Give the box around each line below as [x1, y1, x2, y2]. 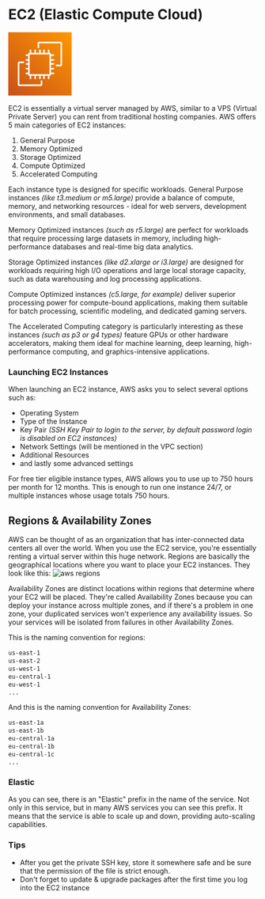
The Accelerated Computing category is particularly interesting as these [8, 321, 244, 331]
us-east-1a [8, 719, 44, 727]
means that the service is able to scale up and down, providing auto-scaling [8, 811, 256, 821]
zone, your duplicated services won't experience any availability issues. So [8, 609, 253, 619]
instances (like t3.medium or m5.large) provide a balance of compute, [8, 192, 236, 203]
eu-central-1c [8, 750, 55, 759]
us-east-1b [8, 726, 44, 735]
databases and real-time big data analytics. [52, 241, 194, 251]
